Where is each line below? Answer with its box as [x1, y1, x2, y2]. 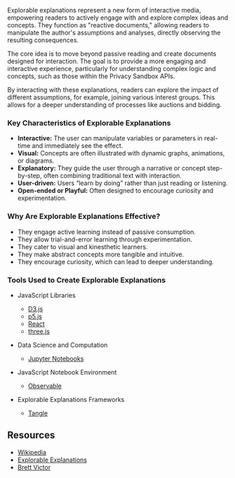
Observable [27, 382, 62, 390]
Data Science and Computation [17, 341, 108, 349]
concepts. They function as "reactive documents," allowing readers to [7, 21, 209, 29]
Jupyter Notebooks [27, 354, 84, 363]
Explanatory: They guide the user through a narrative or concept [17, 164, 206, 172]
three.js [27, 327, 51, 335]
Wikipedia [17, 448, 47, 456]
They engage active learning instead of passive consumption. [17, 227, 196, 236]
